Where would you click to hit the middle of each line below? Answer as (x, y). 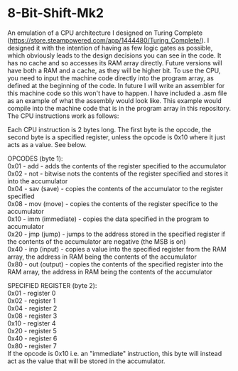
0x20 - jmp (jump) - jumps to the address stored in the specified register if (117, 234)
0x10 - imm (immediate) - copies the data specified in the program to (108, 219)
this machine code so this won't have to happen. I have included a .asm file (117, 93)
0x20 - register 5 (32, 330)
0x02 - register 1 (32, 301)
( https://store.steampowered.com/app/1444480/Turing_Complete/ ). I (108, 40)
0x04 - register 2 (32, 308)
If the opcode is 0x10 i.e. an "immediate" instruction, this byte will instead (115, 353)
